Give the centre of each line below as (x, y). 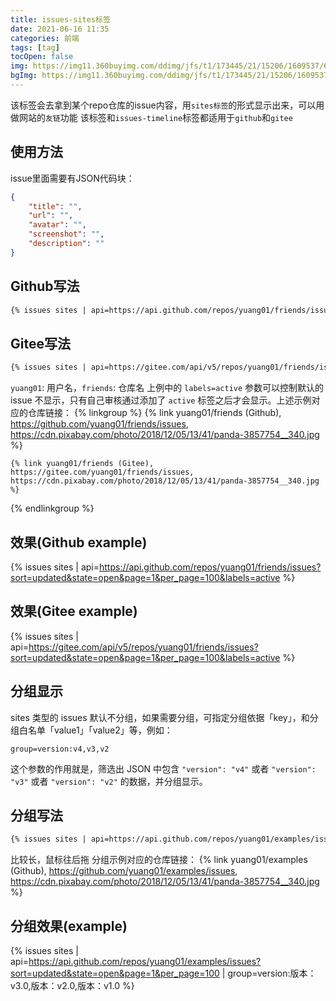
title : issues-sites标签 (60, 19)
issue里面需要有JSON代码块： (72, 178)
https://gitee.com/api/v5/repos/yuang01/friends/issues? (143, 647)
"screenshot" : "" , (66, 234)
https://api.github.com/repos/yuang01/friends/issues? (210, 567)
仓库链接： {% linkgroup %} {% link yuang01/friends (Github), (154, 413)
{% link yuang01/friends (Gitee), (82, 464)
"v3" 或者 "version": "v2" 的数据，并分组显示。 (109, 781)
